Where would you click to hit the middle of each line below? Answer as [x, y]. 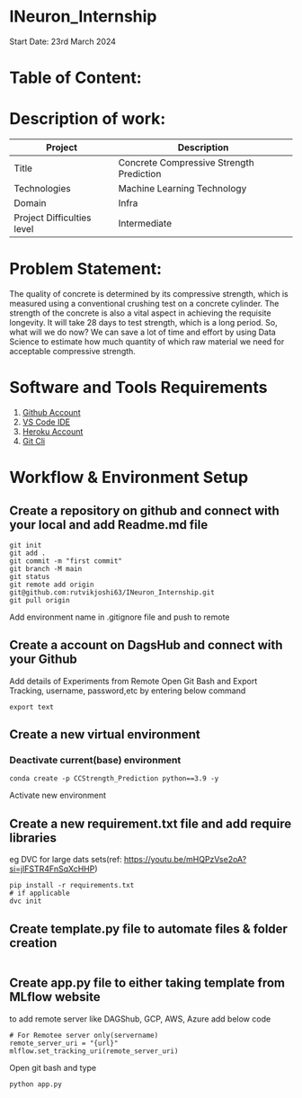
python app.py [36, 1084]
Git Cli [34, 441]
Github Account [51, 412]
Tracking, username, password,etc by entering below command [128, 691]
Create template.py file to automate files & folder [148, 928]
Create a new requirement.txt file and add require [151, 823]
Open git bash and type [53, 1067]
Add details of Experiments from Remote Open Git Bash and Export [133, 681]
